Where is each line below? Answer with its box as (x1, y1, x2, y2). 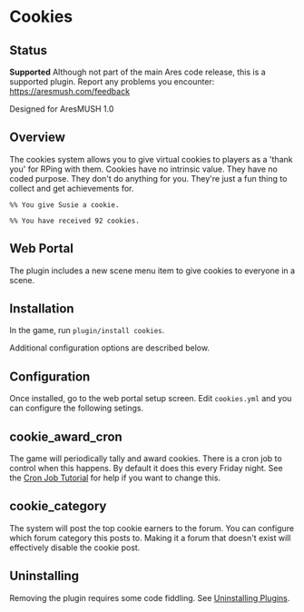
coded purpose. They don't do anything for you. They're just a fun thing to (9, 173, 288, 183)
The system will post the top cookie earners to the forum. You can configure (9, 522, 295, 533)
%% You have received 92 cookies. (9, 216, 141, 225)
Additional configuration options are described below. (9, 342, 211, 353)
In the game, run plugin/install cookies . (9, 325, 165, 336)
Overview (9, 130, 66, 145)
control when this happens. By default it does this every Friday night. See (9, 463, 283, 474)
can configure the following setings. (9, 402, 143, 414)
